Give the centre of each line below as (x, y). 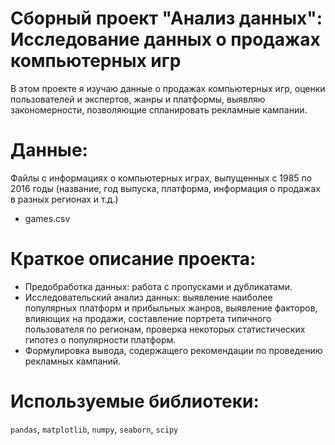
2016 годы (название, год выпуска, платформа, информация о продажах (165, 188)
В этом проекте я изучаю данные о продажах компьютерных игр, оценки (168, 88)
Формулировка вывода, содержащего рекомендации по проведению (173, 350)
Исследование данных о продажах (165, 39)
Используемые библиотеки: (135, 401)
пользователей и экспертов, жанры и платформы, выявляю (138, 99)
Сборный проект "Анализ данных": (166, 18)
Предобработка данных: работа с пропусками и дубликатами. (158, 286)
